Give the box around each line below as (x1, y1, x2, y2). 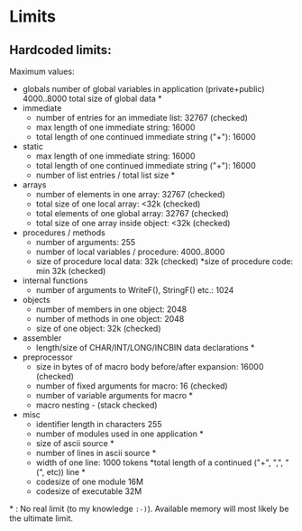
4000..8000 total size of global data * (22, 93, 162, 104)
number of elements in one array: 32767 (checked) (35, 189, 225, 199)
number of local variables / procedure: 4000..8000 (35, 246, 225, 257)
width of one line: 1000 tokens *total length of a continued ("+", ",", (35, 457, 284, 468)
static (22, 142, 43, 151)
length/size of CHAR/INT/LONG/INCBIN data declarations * (35, 343, 255, 352)
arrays (22, 179, 47, 190)
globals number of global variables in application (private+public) (22, 84, 265, 94)
